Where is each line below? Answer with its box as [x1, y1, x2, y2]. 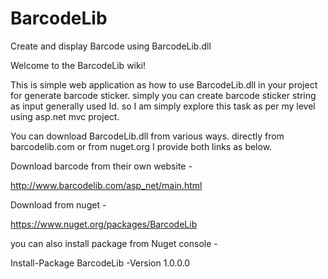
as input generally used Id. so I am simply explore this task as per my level [10, 100, 316, 112]
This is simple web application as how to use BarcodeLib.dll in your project [10, 78, 318, 91]
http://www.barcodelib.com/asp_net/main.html [10, 179, 203, 191]
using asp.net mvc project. [10, 110, 120, 122]
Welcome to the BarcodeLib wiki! [10, 59, 147, 71]
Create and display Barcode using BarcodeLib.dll [10, 40, 212, 52]
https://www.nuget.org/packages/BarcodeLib [10, 218, 198, 230]
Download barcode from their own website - [10, 160, 193, 172]
